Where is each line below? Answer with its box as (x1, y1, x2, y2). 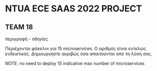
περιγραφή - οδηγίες (5, 36, 48, 42)
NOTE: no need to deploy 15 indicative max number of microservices (5, 61, 145, 66)
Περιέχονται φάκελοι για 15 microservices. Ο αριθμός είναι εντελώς (5, 46, 147, 51)
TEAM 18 (5, 23, 33, 31)
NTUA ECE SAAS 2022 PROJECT (5, 3, 142, 14)
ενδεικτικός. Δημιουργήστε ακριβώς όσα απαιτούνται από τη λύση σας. (5, 51, 153, 57)
